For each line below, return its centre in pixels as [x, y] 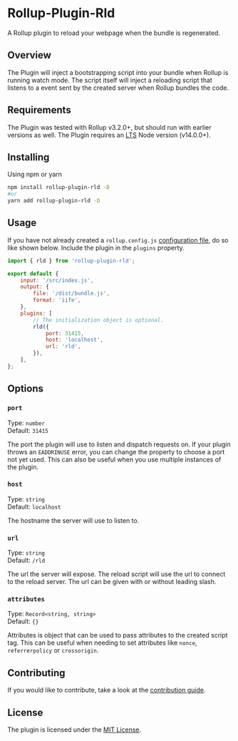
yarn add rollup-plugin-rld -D [54, 201]
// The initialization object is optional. [98, 320]
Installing [29, 157]
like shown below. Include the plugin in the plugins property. [96, 247]
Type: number [26, 423]
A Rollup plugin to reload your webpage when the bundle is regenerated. [114, 33]
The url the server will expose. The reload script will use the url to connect [117, 574]
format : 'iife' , [57, 300]
